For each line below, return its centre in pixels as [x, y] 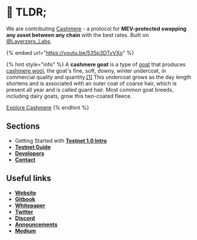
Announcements [36, 224]
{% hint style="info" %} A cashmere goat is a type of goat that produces [96, 64]
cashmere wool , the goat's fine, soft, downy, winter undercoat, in [86, 70]
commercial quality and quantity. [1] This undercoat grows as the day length [99, 77]
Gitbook [25, 199]
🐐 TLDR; [26, 12]
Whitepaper [30, 205]
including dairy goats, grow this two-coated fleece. [69, 96]
